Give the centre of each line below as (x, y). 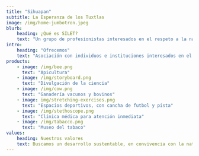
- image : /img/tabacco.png (50, 122)
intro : (14, 45)
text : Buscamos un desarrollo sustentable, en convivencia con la (100, 144)
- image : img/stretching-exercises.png (66, 100)
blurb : (14, 28)
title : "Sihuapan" (29, 12)
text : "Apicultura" (46, 72)
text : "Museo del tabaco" (54, 128)
